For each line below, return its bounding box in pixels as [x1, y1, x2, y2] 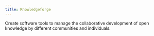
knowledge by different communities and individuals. [5, 25, 111, 31]
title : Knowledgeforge [5, 7, 51, 12]
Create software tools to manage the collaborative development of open [5, 20, 149, 26]
